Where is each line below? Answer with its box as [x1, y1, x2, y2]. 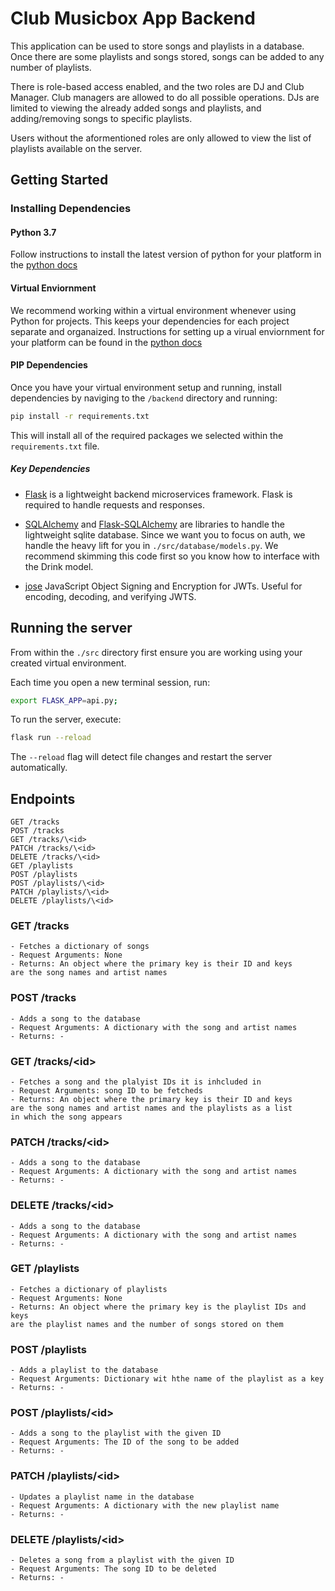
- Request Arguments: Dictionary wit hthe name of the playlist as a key [10, 1374, 325, 1384]
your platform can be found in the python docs [10, 336, 203, 348]
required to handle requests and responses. [24, 498, 206, 511]
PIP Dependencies [10, 359, 88, 371]
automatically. [10, 762, 68, 774]
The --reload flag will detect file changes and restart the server [10, 751, 273, 763]
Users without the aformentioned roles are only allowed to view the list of [10, 132, 312, 144]
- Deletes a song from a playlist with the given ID [10, 1555, 235, 1566]
